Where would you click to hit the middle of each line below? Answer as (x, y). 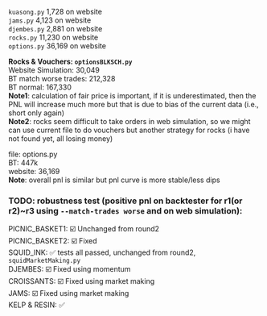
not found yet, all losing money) (61, 139)
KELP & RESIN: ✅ (37, 305)
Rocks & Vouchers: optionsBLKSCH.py (70, 61)
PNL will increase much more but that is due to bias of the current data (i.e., (133, 104)
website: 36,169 (34, 171)
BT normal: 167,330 (40, 87)
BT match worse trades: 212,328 (62, 79)
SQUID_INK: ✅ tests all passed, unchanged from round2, (102, 252)
